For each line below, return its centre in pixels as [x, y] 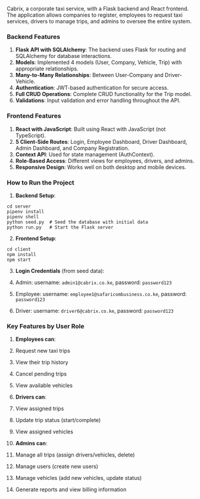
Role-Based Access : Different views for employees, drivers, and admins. [105, 161]
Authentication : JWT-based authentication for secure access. [92, 88]
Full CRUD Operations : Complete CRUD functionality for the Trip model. [104, 94]
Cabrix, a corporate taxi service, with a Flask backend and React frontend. [98, 9]
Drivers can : [31, 397]
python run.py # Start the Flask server [60, 227]
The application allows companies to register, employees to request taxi [95, 15]
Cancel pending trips [41, 374]
